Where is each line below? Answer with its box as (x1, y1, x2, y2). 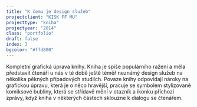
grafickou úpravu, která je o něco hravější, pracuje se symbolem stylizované (6, 82, 192, 89)
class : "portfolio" (6, 31, 54, 36)
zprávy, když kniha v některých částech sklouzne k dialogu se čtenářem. (6, 94, 183, 101)
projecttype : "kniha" (6, 19, 60, 25)
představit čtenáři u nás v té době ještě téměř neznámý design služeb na (6, 69, 183, 76)
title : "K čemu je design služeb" (6, 8, 91, 15)
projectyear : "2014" (6, 25, 57, 31)
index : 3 (6, 42, 28, 48)
